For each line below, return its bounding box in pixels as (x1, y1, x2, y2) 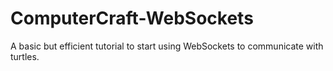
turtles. (10, 50, 40, 62)
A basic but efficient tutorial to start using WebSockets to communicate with (10, 40, 324, 52)
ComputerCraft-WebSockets (10, 7, 254, 30)
